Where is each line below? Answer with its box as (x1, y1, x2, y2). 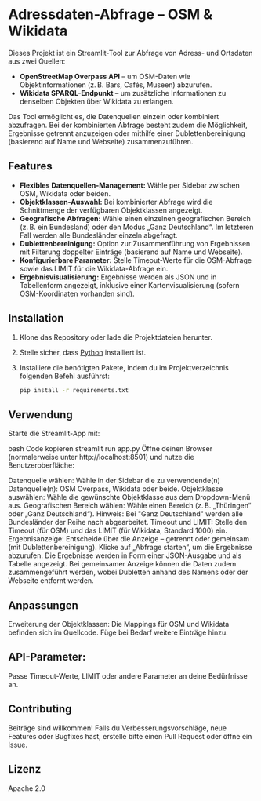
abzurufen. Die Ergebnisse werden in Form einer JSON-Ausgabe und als (8, 551, 242, 560)
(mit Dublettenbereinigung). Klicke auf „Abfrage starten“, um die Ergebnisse (8, 543, 252, 552)
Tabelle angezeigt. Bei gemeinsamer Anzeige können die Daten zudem (8, 559, 237, 569)
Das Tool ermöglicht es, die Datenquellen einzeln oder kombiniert (8, 111, 219, 121)
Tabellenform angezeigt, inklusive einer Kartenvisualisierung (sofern (19, 280, 240, 289)
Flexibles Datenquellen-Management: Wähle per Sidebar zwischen (19, 180, 241, 190)
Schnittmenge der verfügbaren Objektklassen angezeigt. (19, 206, 203, 215)
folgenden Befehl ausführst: (19, 371, 110, 380)
